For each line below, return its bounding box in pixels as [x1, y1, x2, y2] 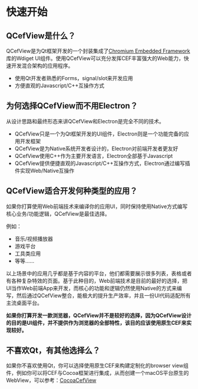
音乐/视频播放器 [14, 235, 53, 242]
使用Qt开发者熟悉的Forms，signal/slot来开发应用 [14, 75, 134, 81]
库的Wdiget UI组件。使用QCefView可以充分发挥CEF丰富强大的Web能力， [6, 55, 184, 62]
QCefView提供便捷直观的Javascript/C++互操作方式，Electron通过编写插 [14, 160, 190, 167]
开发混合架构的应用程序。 [11, 62, 74, 69]
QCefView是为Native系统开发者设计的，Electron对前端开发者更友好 [14, 145, 179, 152]
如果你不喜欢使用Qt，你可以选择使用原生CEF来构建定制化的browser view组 [6, 362, 189, 369]
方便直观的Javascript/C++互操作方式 [14, 82, 105, 89]
